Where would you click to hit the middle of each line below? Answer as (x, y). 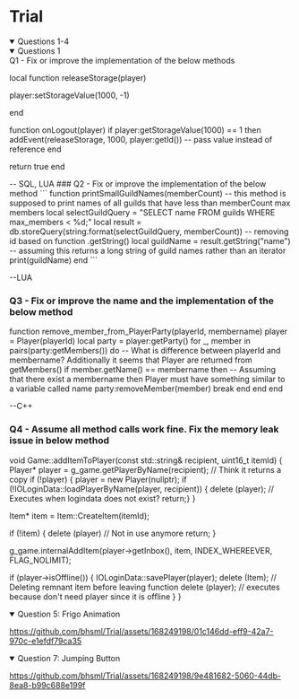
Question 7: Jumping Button (69, 658)
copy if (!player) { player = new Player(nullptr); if (98, 479)
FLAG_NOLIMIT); (40, 560)
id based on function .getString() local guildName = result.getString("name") (150, 240)
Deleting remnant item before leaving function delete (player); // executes (145, 587)
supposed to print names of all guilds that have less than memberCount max (150, 203)
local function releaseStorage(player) (78, 77)
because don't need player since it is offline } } (95, 596)
